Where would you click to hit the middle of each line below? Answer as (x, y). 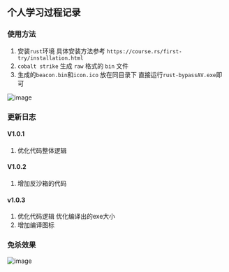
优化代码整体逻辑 (42, 150)
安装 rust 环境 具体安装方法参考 (61, 50)
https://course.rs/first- (145, 51)
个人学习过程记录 (44, 13)
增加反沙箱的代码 (42, 184)
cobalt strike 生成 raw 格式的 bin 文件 (73, 66)
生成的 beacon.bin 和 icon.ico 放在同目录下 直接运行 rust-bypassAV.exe (117, 74)
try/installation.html (50, 58)
